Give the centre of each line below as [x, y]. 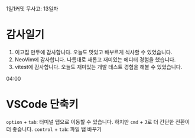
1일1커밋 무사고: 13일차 [32, 9]
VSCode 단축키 [42, 104]
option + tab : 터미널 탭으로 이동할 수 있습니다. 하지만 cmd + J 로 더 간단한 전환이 [98, 121]
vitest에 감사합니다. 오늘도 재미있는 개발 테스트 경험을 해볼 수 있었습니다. [98, 67]
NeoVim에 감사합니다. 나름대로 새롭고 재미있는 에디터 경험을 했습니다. [95, 59]
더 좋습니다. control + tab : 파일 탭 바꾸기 [54, 129]
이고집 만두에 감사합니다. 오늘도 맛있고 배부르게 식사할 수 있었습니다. [93, 52]
